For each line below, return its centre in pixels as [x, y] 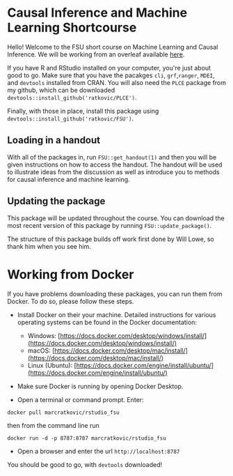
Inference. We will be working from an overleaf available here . [96, 54]
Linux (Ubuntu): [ [52, 365]
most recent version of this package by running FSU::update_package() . [110, 225]
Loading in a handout [54, 140]
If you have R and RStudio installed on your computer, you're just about [109, 68]
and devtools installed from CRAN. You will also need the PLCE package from [117, 82]
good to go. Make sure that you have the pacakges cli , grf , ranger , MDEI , [111, 75]
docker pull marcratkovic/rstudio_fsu [63, 413]
